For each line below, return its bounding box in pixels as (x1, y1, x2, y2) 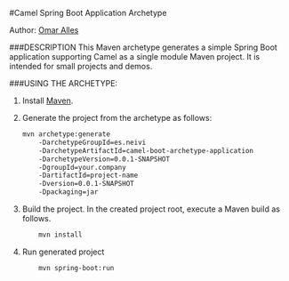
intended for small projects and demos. (9, 61, 153, 71)
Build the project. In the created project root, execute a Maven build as (21, 204, 280, 214)
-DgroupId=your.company (38, 163, 126, 172)
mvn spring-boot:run (38, 263, 115, 272)
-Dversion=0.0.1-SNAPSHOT (38, 180, 135, 189)
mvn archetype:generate (21, 130, 111, 139)
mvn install (38, 230, 83, 239)
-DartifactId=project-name (38, 171, 139, 181)
